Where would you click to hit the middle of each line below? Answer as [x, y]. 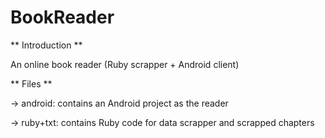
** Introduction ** [46, 45]
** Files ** [31, 83]
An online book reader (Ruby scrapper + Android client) [125, 64]
